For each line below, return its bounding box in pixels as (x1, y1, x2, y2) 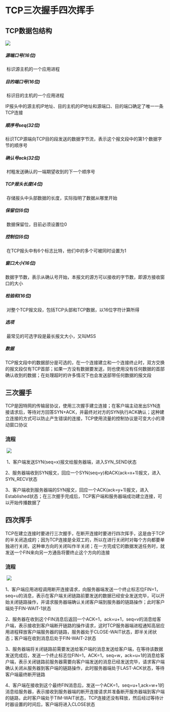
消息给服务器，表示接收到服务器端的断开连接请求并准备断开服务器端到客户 (5, 688, 160, 694)
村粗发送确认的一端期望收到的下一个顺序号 (6, 168, 95, 174)
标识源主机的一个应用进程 (6, 66, 60, 72)
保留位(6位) (5, 207, 29, 213)
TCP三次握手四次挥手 (5, 5, 95, 16)
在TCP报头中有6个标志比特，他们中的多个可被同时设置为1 (6, 247, 126, 254)
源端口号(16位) (5, 52, 36, 58)
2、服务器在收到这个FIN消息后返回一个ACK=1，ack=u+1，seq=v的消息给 (5, 616, 157, 622)
